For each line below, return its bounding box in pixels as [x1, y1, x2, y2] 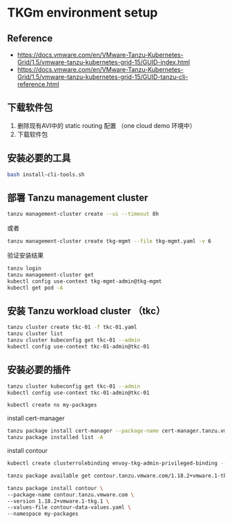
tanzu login [7, 265, 41, 272]
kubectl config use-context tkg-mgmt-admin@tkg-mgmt [7, 278, 162, 285]
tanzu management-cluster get [7, 271, 95, 278]
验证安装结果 [7, 251, 43, 260]
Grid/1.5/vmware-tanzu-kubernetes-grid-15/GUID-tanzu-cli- [17, 73, 188, 81]
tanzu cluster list [7, 330, 64, 337]
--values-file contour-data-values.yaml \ [7, 504, 131, 511]
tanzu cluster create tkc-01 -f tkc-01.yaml [7, 324, 137, 331]
